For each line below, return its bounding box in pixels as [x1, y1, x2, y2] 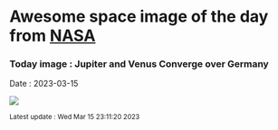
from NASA [9, 25, 96, 46]
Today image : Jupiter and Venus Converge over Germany [9, 58, 269, 70]
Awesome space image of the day [9, 6, 269, 27]
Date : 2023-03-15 [9, 79, 79, 89]
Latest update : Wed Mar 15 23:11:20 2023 [9, 113, 140, 122]
